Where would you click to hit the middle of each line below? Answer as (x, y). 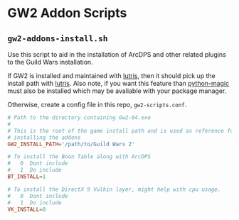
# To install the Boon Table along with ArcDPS (79, 157)
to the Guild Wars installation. (51, 62)
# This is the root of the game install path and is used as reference (116, 131)
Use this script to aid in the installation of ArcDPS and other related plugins (117, 54)
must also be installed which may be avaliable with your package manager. (117, 91)
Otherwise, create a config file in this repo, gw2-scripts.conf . (97, 105)
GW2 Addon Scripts (67, 13)
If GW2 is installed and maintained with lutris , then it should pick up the (111, 76)
